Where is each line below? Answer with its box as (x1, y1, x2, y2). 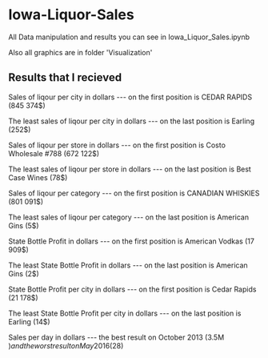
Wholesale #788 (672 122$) (8, 148, 100, 158)
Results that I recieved (8, 70, 122, 85)
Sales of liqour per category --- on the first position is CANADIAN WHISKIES (8, 188, 260, 198)
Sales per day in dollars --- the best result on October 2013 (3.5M (8, 332, 225, 342)
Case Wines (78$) (8, 172, 68, 182)
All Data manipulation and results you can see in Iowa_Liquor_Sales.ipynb (8, 32, 250, 42)
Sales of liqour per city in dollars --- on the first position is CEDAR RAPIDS (8, 92, 253, 102)
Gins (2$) (8, 268, 40, 278)
